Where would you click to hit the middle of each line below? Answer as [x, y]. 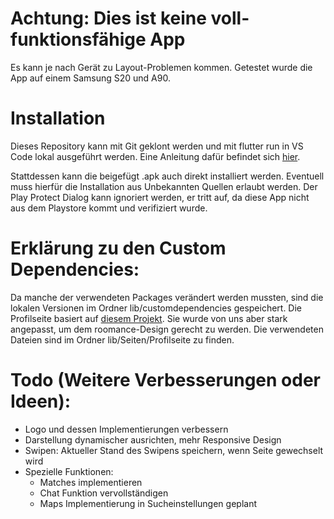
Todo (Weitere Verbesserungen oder [165, 380]
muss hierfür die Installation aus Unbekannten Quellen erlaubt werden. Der [164, 186]
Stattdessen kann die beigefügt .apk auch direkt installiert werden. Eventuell [167, 176]
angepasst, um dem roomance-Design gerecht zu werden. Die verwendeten [167, 329]
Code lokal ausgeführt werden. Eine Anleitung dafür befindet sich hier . [155, 156]
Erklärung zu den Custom [118, 248]
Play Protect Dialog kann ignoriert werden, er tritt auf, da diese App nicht [160, 197]
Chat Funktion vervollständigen [104, 493]
